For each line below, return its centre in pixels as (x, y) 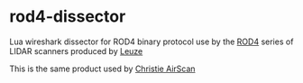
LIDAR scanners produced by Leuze (76, 51)
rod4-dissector (68, 17)
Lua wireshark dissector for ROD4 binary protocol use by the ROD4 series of (151, 41)
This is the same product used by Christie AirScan (102, 69)
